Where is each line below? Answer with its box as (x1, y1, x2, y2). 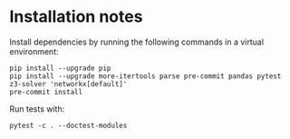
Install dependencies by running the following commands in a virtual (9, 36, 265, 47)
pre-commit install (9, 87, 83, 96)
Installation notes (9, 6, 143, 27)
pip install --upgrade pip (9, 64, 111, 73)
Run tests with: (9, 103, 65, 114)
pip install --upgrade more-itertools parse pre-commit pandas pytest (9, 71, 282, 81)
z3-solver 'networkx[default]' (9, 79, 128, 88)
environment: (9, 45, 59, 56)
